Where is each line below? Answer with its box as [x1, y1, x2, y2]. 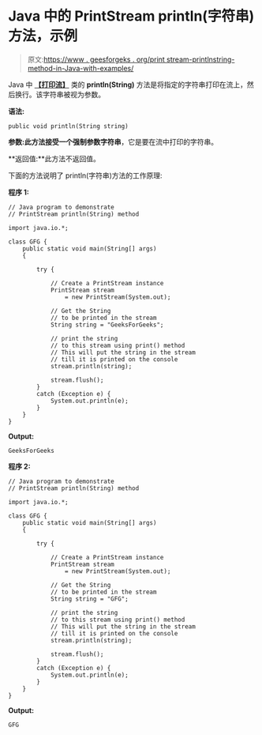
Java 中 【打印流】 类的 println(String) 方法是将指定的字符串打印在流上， [8, 80, 247, 89]
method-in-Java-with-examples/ [27, 63, 134, 73]
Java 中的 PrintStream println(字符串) [8, 7, 255, 25]
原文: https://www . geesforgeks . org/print [27, 55, 166, 64]
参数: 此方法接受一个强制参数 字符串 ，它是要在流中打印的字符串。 [8, 137, 219, 146]
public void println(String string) [8, 122, 129, 130]
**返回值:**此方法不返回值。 [8, 153, 101, 163]
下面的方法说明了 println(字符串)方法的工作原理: [8, 171, 163, 180]
